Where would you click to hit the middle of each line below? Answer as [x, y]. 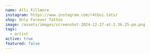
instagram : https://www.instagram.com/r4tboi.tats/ [61, 15]
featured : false [23, 44]
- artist [19, 34]
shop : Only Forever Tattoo [34, 20]
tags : [11, 29]
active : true [19, 39]
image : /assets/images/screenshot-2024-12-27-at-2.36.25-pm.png [75, 24]
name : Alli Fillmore [27, 10]
